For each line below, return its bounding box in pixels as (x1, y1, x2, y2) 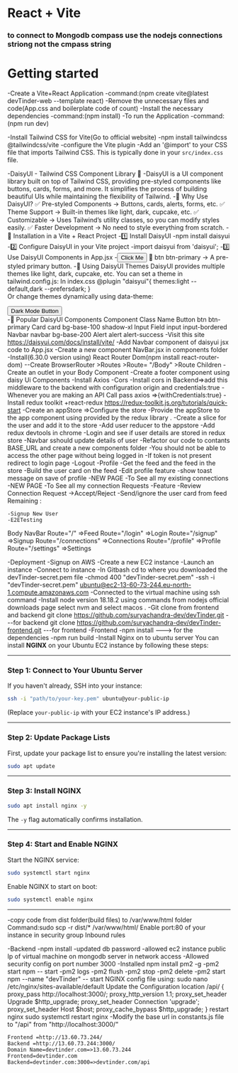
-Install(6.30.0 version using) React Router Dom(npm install (7, 353, 181, 362)
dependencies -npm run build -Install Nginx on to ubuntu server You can (7, 634, 220, 642)
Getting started (7, 65, 99, 82)
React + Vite (7, 5, 81, 21)
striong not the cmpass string (7, 39, 112, 49)
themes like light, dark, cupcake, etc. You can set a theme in (7, 269, 183, 278)
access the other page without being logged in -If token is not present (7, 452, 212, 460)
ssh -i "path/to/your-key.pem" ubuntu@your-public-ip (7, 695, 170, 703)
